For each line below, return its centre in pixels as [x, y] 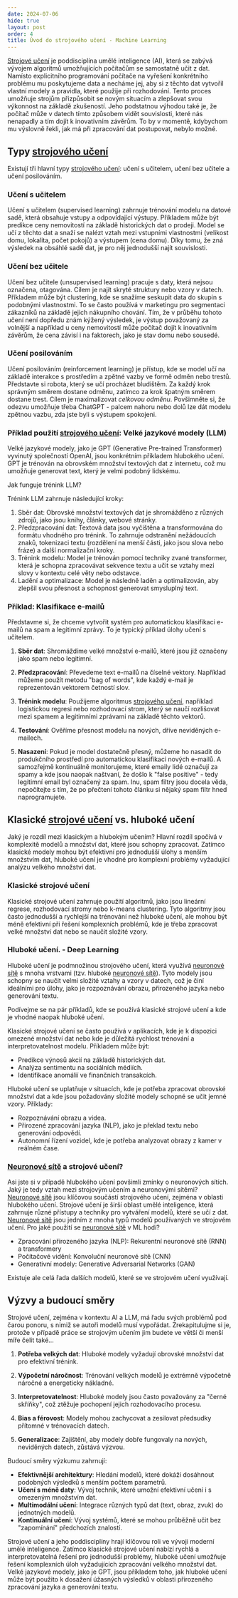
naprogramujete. [42, 797]
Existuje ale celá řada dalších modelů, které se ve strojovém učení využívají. [118, 1278]
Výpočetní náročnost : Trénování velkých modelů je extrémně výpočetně [124, 1375]
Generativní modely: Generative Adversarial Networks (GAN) [106, 1264]
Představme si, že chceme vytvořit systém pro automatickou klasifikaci [111, 622]
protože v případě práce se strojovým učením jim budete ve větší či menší [115, 1332]
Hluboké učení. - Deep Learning [63, 950]
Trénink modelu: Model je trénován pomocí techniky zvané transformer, [122, 558]
